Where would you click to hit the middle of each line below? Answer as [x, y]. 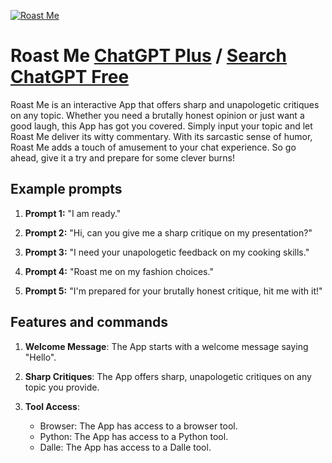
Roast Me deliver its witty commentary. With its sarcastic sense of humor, [161, 136]
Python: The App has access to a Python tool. [134, 436]
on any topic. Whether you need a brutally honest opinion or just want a [157, 115]
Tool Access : [52, 406]
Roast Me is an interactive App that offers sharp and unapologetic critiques [165, 104]
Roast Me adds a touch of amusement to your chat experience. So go [153, 147]
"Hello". [40, 357]
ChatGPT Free [70, 77]
